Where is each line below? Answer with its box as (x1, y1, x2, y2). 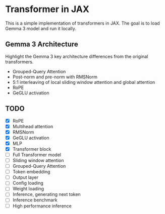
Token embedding (12, 169, 50, 175)
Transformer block (12, 146, 51, 152)
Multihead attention (12, 123, 53, 129)
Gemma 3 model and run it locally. (5, 25, 77, 31)
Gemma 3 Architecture (5, 40, 78, 49)
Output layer (12, 174, 39, 180)
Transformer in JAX (5, 4, 90, 15)
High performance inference (12, 202, 72, 209)
